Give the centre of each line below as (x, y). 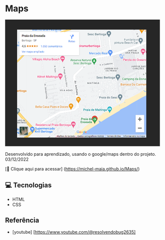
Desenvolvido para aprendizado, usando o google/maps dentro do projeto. (81, 154)
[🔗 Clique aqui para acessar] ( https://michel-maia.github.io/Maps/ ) (72, 169)
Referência (22, 220)
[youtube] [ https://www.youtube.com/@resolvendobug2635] (74, 232)
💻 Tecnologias (28, 185)
